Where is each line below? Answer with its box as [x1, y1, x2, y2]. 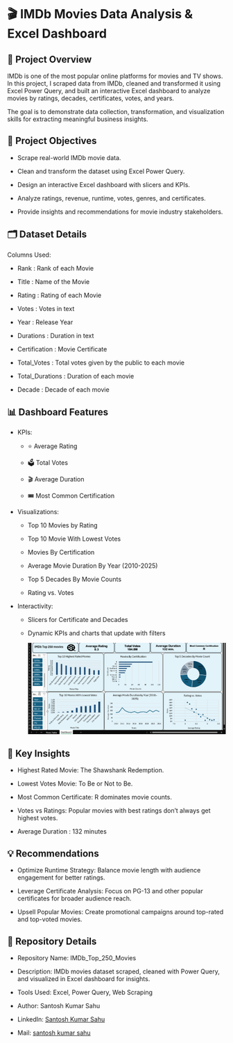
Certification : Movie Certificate [17, 344, 107, 353]
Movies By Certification [27, 548, 95, 557]
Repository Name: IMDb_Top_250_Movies [17, 954, 137, 962]
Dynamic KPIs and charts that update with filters [27, 629, 166, 637]
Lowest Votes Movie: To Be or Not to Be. [17, 779, 133, 788]
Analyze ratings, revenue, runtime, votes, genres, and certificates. [17, 193, 206, 202]
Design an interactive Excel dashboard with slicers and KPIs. [17, 180, 191, 189]
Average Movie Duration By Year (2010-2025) [27, 562, 158, 570]
